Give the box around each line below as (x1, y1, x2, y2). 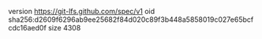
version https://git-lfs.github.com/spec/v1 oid (8, 7, 155, 16)
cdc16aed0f (8, 23, 47, 32)
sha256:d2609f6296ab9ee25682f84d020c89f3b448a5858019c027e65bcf (8, 15, 254, 24)
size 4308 (48, 23, 81, 32)
